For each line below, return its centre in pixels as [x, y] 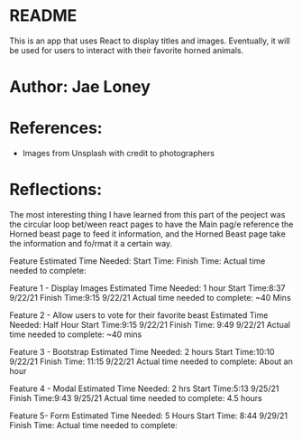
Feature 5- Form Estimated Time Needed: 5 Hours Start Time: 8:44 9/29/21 [149, 416]
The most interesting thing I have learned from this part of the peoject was [147, 215]
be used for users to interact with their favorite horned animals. [127, 50]
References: [56, 128]
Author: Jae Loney [80, 87]
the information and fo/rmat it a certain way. [91, 243]
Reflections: [56, 190]
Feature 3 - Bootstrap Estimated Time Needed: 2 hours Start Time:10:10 [142, 352]
